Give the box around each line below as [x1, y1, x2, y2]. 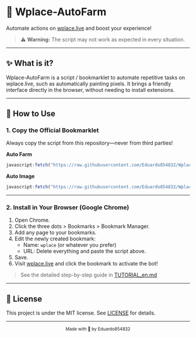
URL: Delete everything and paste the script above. [23, 248, 146, 255]
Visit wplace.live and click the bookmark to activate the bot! [14, 260, 158, 267]
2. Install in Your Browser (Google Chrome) [6, 204, 129, 212]
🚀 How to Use [6, 109, 55, 119]
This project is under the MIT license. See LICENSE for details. [6, 309, 156, 316]
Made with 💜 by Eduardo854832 [65, 326, 131, 332]
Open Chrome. [14, 216, 50, 224]
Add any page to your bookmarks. [14, 229, 97, 236]
